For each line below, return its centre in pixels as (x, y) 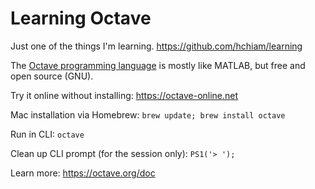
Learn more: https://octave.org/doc (83, 173)
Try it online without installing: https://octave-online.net (124, 95)
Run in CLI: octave (47, 134)
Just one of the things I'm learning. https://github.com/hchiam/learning (156, 46)
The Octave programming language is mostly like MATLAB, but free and (158, 65)
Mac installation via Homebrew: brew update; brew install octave (148, 114)
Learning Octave (81, 18)
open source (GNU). (52, 76)
